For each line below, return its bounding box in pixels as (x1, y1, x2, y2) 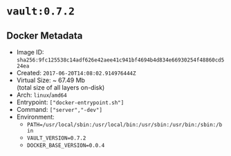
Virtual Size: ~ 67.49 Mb (16, 76, 86, 84)
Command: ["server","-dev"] (16, 106, 103, 113)
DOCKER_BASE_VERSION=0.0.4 (26, 142, 105, 149)
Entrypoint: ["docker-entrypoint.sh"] (16, 98, 124, 106)
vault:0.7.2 (6, 5, 75, 18)
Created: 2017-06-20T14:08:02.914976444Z (16, 69, 136, 77)
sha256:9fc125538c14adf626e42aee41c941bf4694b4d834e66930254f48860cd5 (16, 57, 225, 64)
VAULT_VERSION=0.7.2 (26, 135, 86, 142)
